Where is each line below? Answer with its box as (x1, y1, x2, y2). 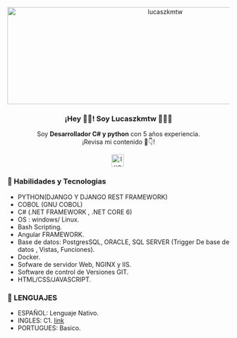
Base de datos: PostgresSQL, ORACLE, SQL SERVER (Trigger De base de (17, 237, 230, 246)
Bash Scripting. (17, 222, 62, 231)
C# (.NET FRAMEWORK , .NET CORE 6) (17, 207, 133, 216)
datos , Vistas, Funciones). (17, 245, 95, 253)
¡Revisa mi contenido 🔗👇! (82, 138, 155, 146)
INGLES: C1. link (17, 316, 65, 325)
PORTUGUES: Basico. (17, 323, 81, 332)
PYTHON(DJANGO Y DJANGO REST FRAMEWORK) (17, 193, 168, 201)
